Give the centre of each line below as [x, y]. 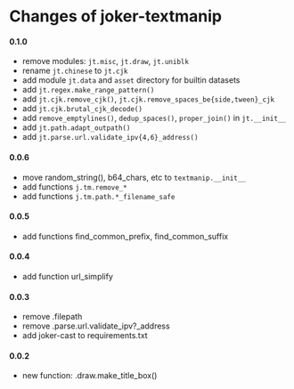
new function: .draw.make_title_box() [90, 376]
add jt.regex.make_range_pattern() [88, 90]
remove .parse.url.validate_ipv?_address [96, 326]
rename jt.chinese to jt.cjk [75, 71]
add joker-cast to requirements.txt [85, 336]
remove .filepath [52, 317]
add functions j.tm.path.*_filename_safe [98, 196]
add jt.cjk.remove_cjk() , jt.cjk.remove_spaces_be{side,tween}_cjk [148, 99]
